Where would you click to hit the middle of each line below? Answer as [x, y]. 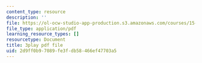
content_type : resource [36, 12]
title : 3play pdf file [35, 46]
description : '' [26, 17]
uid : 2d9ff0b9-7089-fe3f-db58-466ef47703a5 [62, 51]
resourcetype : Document [36, 40]
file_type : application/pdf [41, 28]
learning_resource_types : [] [43, 34]
